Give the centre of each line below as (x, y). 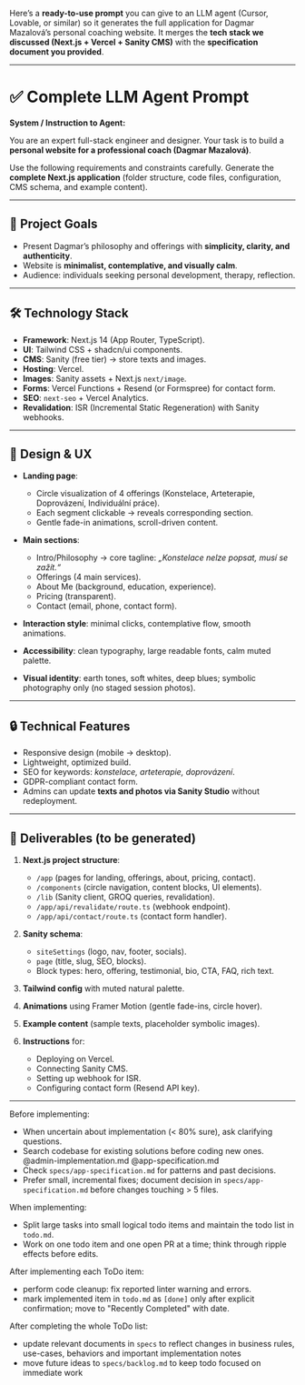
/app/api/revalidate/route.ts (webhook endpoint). (133, 907)
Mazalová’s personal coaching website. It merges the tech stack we (137, 32)
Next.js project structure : (71, 860)
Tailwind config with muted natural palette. (103, 989)
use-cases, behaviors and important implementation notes (132, 1353)
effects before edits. (60, 1254)
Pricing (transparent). (76, 597)
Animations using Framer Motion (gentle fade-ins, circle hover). (143, 1006)
